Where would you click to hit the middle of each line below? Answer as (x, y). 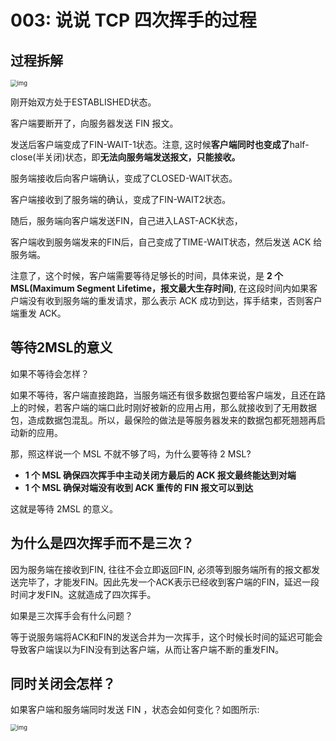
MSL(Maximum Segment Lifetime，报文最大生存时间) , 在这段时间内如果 (160, 288)
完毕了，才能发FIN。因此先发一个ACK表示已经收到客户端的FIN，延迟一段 (169, 582)
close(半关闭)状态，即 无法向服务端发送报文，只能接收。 (125, 157)
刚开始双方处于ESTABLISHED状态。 (83, 102)
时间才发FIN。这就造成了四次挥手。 (83, 594)
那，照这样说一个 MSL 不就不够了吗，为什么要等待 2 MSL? (131, 453)
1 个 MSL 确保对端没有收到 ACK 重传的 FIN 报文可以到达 (139, 487)
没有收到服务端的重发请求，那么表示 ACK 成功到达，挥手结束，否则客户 (175, 300)
